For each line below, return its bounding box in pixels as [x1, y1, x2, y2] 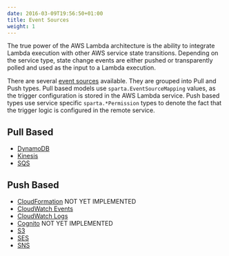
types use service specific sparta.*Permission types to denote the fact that [7, 99, 222, 107]
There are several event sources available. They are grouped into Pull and [7, 77, 217, 85]
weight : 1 [7, 23, 36, 30]
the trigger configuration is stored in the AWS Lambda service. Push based [7, 92, 220, 100]
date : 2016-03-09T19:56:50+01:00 [7, 10, 103, 17]
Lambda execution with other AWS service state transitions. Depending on [7, 49, 219, 57]
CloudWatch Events [17, 204, 74, 213]
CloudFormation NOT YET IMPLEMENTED [17, 198, 137, 205]
